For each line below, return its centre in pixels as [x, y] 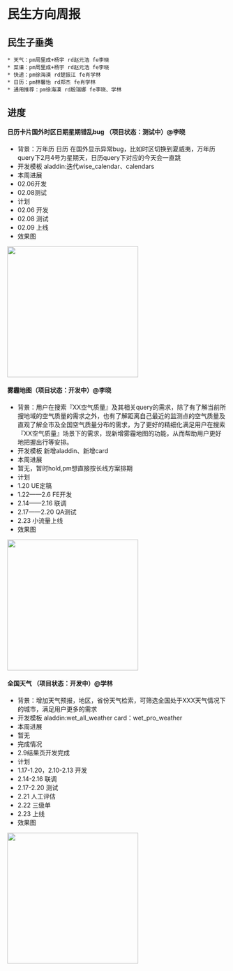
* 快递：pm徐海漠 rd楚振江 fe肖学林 [54, 75]
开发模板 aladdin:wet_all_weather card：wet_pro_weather [100, 718]
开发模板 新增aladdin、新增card [63, 450]
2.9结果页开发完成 [43, 753]
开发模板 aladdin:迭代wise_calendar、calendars [86, 166]
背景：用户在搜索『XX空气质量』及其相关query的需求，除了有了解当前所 [122, 407]
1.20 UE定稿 [35, 485]
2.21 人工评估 [36, 796]
